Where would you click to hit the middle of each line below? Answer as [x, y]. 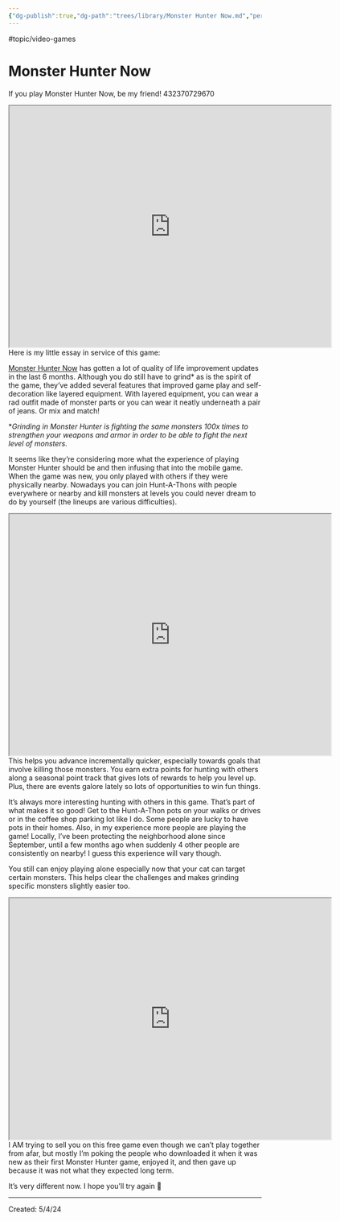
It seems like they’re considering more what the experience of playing [124, 458]
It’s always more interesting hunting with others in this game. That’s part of [132, 802]
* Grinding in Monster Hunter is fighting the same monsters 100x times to [129, 426]
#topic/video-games [42, 39]
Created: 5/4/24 [35, 1209]
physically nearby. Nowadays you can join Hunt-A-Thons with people [123, 484]
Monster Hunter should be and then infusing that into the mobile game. [126, 467]
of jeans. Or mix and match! [54, 410]
